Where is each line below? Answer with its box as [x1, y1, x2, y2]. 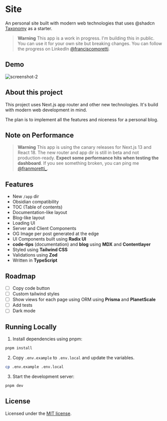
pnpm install [5, 346, 33, 351]
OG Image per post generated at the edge [12, 231, 99, 237]
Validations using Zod [12, 252, 58, 258]
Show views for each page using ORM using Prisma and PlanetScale [12, 297, 156, 303]
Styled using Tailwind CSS [12, 247, 68, 253]
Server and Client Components [12, 226, 77, 232]
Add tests [12, 302, 33, 308]
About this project [5, 88, 63, 97]
